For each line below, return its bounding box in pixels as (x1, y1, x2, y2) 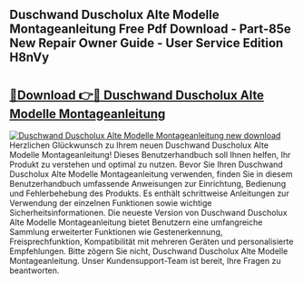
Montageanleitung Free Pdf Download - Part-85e (9, 22, 292, 37)
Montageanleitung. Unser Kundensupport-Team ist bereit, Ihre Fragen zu (9, 256, 281, 266)
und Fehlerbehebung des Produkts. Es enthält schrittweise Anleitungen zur (9, 188, 290, 199)
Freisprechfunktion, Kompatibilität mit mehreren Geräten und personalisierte (9, 236, 294, 247)
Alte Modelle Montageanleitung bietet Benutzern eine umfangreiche (9, 217, 263, 228)
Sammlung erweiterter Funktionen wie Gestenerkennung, (9, 227, 223, 237)
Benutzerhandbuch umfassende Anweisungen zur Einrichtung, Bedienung (9, 179, 287, 189)
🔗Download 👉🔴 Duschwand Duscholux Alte (9, 87, 265, 102)
